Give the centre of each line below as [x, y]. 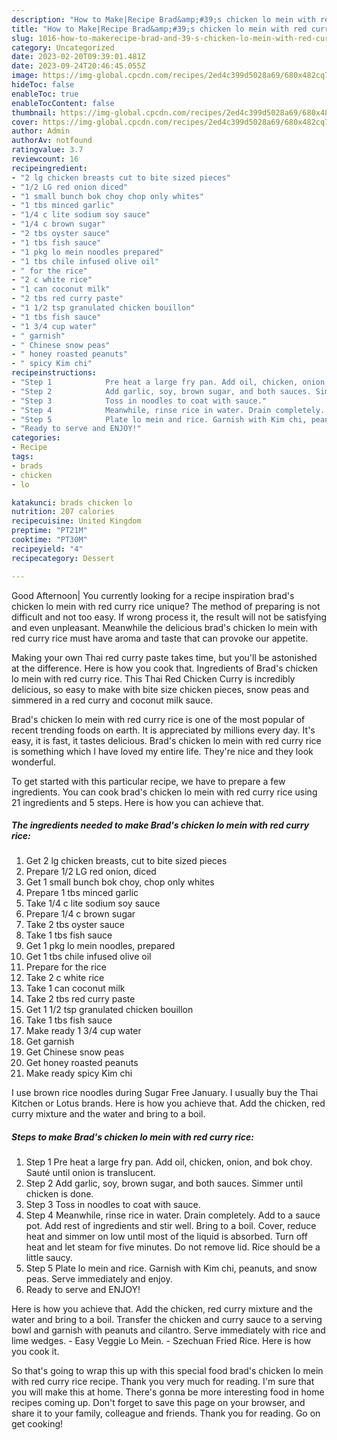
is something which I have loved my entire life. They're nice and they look [162, 751]
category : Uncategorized [63, 47]
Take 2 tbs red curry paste [80, 999]
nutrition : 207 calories [63, 512]
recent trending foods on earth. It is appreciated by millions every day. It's [163, 730]
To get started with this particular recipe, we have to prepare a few [148, 781]
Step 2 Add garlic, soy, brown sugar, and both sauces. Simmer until [164, 1183]
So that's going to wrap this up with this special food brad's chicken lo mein [167, 1371]
